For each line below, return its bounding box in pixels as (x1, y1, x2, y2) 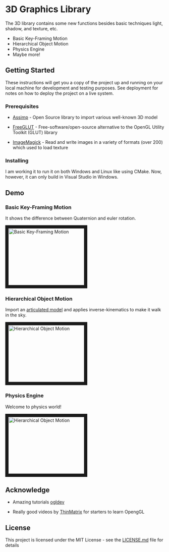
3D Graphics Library (5, 4, 91, 15)
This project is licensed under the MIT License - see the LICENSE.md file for (5, 537, 163, 543)
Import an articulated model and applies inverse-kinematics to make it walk (5, 307, 161, 313)
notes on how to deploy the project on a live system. (5, 90, 114, 96)
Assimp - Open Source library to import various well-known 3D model (12, 115, 158, 121)
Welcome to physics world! (5, 404, 62, 410)
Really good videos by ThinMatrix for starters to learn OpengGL (12, 509, 145, 515)
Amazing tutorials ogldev (12, 499, 65, 505)
